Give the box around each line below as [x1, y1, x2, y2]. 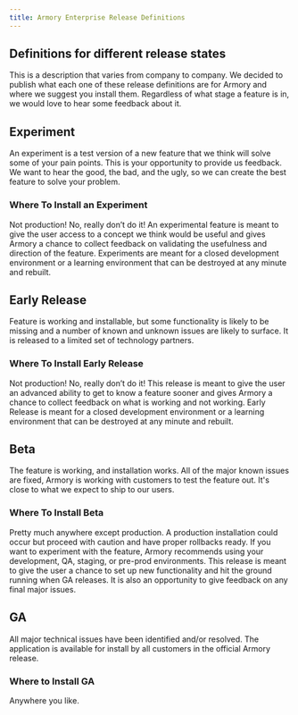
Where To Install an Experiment [9, 198, 148, 211]
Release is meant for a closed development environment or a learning [9, 406, 265, 416]
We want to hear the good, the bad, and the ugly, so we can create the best [9, 167, 287, 178]
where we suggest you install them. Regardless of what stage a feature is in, [9, 88, 290, 99]
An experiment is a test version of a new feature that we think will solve [9, 148, 271, 159]
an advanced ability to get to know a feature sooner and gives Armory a [9, 387, 273, 398]
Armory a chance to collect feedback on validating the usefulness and [9, 238, 268, 248]
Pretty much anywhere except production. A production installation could [9, 526, 278, 537]
